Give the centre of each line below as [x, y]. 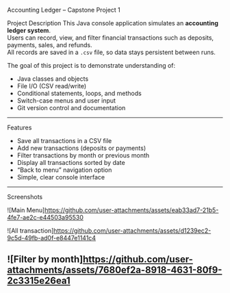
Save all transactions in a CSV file [64, 141]
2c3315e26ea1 [39, 281]
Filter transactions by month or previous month [83, 155]
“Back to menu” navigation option [64, 170]
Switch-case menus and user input [66, 101]
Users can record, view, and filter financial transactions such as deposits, [111, 38]
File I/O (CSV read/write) [52, 86]
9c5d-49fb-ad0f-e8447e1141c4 [52, 238]
